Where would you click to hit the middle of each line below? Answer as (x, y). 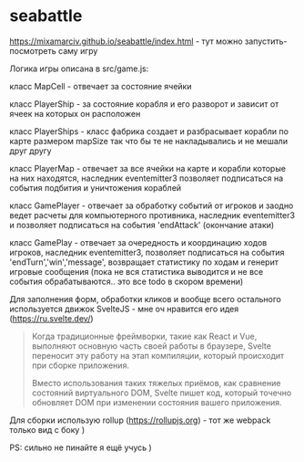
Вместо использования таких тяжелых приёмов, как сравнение (156, 383)
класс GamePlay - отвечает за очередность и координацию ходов (138, 242)
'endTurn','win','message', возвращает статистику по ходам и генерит (144, 262)
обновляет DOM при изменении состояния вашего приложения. (157, 402)
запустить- (266, 41)
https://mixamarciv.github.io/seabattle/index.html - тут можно (126, 41)
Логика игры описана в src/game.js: (79, 68)
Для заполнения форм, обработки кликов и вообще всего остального (146, 299)
